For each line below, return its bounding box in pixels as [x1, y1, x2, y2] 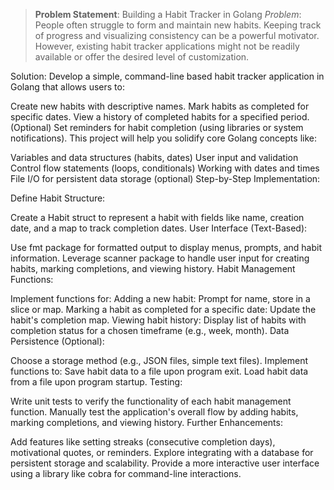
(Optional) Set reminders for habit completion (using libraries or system [10, 122, 304, 133]
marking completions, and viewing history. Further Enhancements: [10, 417, 283, 428]
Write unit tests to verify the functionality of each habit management [10, 395, 292, 407]
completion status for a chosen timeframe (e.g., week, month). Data [10, 325, 290, 336]
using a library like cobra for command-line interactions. [10, 468, 242, 479]
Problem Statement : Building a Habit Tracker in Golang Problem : [34, 9, 302, 20]
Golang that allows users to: [10, 81, 125, 93]
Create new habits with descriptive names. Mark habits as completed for [10, 100, 310, 112]
